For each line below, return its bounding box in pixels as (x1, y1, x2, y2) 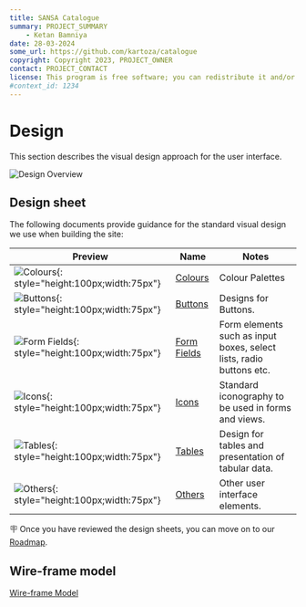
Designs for (219, 292, 269, 305)
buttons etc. (219, 364, 270, 377)
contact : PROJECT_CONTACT (9, 65, 107, 74)
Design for (219, 428, 264, 441)
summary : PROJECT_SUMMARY (9, 22, 107, 31)
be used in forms (219, 402, 291, 414)
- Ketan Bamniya (25, 30, 88, 39)
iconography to (219, 390, 285, 403)
